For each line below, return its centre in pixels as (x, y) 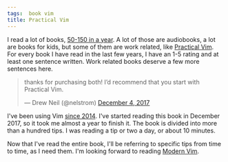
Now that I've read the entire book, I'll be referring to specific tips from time (114, 143)
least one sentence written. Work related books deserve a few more (103, 61)
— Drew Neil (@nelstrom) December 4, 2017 (87, 102)
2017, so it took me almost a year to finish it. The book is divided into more (112, 123)
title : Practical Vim (38, 20)
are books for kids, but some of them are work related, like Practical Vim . (111, 47)
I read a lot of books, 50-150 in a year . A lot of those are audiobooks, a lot (111, 39)
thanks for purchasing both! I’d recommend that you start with (112, 82)
